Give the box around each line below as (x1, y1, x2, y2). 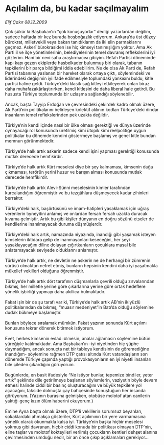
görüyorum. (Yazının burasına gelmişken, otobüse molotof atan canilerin (5, 393, 150, 398)
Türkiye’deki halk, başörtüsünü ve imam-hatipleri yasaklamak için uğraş (5, 205, 149, 211)
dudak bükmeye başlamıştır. (5, 309, 62, 315)
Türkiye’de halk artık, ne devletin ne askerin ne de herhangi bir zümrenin (5, 258, 151, 263)
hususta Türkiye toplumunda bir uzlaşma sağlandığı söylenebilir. (5, 91, 134, 97)
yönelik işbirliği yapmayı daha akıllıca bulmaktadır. (5, 288, 106, 294)
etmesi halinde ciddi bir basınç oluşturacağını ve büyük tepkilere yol (5, 382, 142, 388)
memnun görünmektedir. (5, 138, 55, 143)
